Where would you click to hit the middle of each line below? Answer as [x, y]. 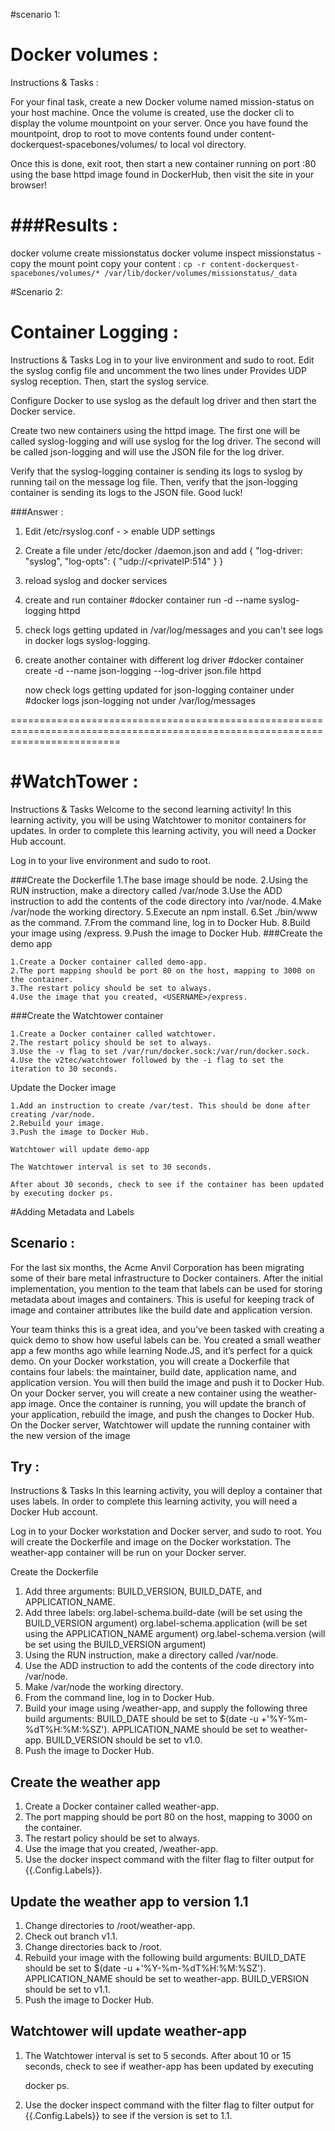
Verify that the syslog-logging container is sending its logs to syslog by [156, 471]
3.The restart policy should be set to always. [111, 988]
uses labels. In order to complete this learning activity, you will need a [154, 1501]
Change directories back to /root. [93, 1947]
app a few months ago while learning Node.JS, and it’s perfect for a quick [161, 1350]
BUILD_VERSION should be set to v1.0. [124, 1740]
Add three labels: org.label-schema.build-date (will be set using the [163, 1613]
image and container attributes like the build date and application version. [161, 1310]
